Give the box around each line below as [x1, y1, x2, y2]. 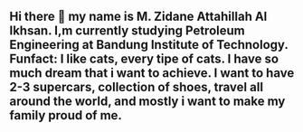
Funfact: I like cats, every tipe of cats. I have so [9, 52, 279, 67]
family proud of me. [9, 108, 122, 123]
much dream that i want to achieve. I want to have [9, 65, 295, 81]
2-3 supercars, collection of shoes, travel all [9, 80, 264, 95]
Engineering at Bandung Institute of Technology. [9, 37, 289, 52]
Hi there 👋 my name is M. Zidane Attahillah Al [9, 9, 268, 24]
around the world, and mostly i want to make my [9, 94, 286, 109]
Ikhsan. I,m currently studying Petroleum [9, 24, 246, 39]
